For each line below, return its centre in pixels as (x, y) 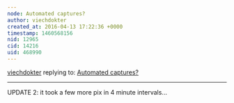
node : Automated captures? (46, 14)
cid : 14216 (23, 46)
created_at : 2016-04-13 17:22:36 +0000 (65, 26)
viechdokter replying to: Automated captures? (73, 72)
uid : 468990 (24, 53)
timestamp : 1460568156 (40, 33)
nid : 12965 (23, 40)
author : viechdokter (37, 20)
